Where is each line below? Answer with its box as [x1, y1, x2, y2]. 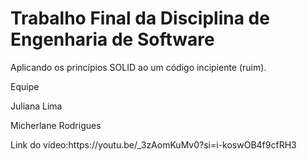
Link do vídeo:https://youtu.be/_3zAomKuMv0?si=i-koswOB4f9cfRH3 [10, 138, 297, 151]
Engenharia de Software [10, 28, 215, 51]
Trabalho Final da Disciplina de [10, 7, 270, 30]
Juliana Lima [10, 100, 63, 112]
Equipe [10, 80, 40, 92]
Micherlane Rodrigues [10, 119, 102, 131]
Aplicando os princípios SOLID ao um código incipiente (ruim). [10, 61, 267, 73]
